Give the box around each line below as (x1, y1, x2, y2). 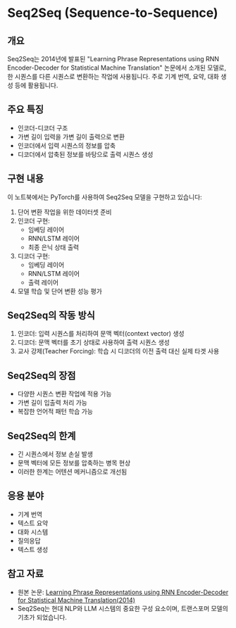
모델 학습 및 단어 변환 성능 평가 (17, 287, 102, 295)
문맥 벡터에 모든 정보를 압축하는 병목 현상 (17, 459, 131, 467)
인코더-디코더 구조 (17, 123, 68, 132)
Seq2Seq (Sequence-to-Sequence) (7, 5, 218, 21)
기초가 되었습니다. (17, 613, 67, 621)
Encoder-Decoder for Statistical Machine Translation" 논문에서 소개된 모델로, (7, 63, 227, 72)
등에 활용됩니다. (14, 81, 58, 89)
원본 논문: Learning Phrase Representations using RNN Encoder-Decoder (17, 588, 229, 596)
